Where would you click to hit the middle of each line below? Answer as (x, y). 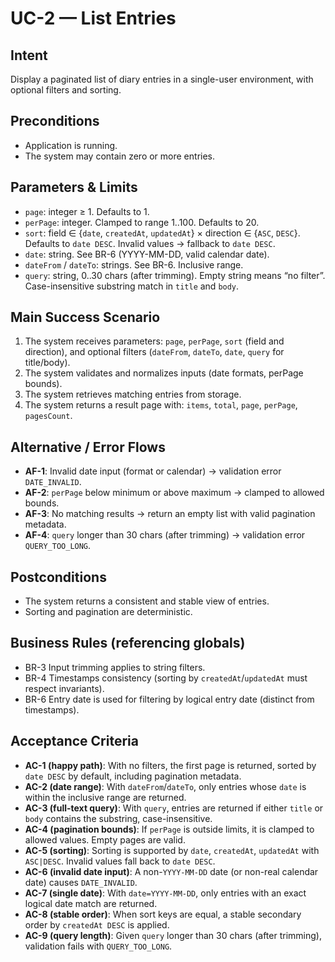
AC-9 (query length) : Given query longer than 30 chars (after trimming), (173, 935)
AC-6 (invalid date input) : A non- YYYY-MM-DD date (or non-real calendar (171, 871)
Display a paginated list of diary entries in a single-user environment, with (162, 79)
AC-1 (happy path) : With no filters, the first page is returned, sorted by (170, 765)
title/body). (47, 363)
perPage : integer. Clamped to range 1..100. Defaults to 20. (142, 222)
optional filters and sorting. (66, 90)
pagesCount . (48, 416)
